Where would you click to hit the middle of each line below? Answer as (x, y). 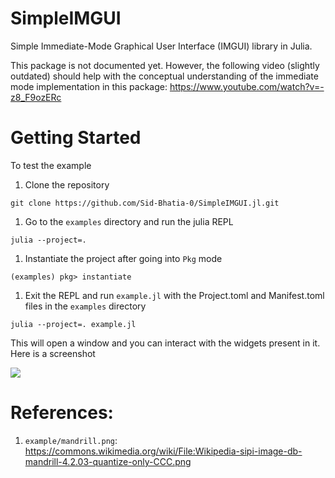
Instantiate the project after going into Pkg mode (123, 258)
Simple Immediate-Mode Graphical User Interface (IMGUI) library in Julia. (161, 46)
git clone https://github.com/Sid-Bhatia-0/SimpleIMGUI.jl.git (145, 203)
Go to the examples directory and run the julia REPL (129, 221)
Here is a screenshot (53, 353)
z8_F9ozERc (36, 97)
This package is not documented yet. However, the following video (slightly (165, 65)
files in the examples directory (85, 306)
